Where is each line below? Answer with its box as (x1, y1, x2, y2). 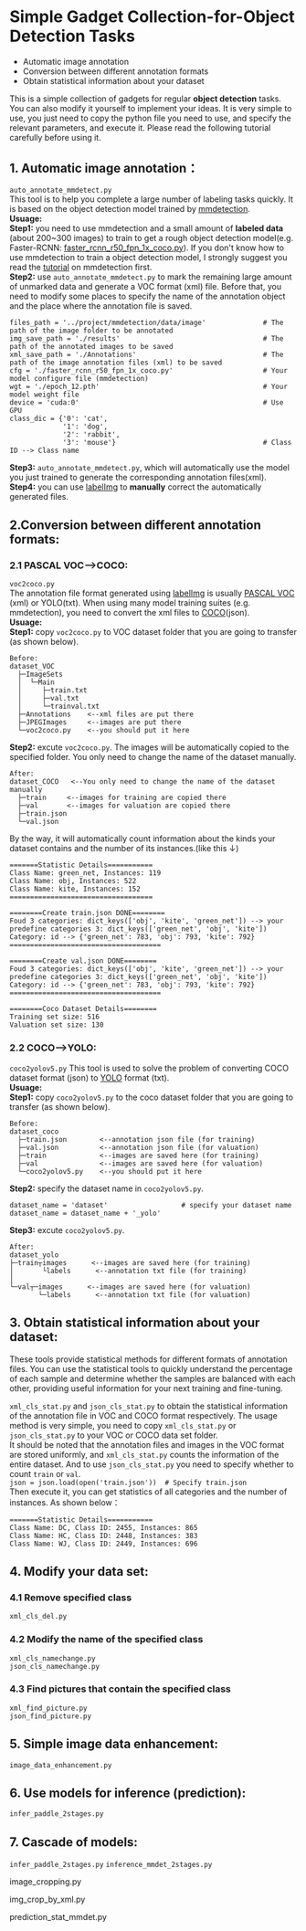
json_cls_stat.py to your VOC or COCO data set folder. (9, 1430, 218, 1440)
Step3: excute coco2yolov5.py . (9, 1224, 125, 1235)
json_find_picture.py (9, 1711, 92, 1721)
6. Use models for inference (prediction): (9, 1786, 247, 1801)
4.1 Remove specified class (9, 1591, 132, 1604)
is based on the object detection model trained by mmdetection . (9, 203, 251, 214)
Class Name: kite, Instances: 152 (9, 884, 142, 894)
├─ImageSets (17, 670, 64, 680)
